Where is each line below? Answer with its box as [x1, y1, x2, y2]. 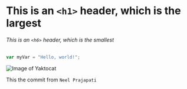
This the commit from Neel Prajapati [6, 76, 97, 83]
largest [6, 16, 41, 30]
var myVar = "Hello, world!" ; [6, 54, 81, 60]
